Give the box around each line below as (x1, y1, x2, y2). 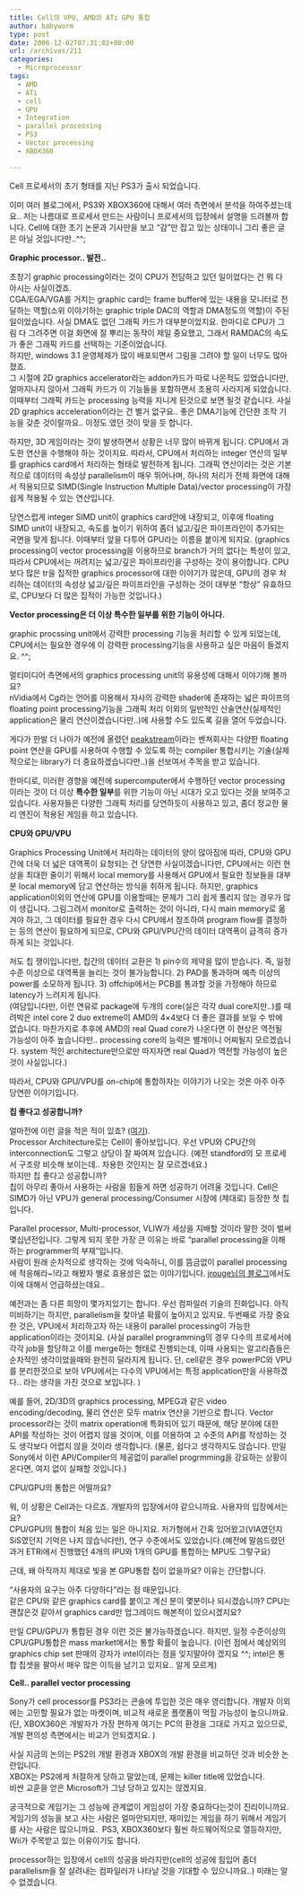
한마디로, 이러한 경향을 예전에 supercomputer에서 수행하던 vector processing (9, 775, 286, 786)
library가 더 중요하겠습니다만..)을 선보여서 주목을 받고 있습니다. (39, 756, 261, 767)
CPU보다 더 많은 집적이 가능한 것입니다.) (21, 590, 163, 601)
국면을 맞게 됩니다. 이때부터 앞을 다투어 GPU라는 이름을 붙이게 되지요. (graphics (9, 533, 290, 544)
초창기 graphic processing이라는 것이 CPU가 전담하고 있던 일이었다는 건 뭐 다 (9, 271, 284, 282)
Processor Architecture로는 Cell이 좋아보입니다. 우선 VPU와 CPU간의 (9, 1137, 256, 1147)
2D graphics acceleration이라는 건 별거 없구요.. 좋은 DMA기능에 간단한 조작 (9, 406, 278, 417)
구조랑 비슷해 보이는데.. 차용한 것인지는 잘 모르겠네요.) (18, 1159, 208, 1170)
